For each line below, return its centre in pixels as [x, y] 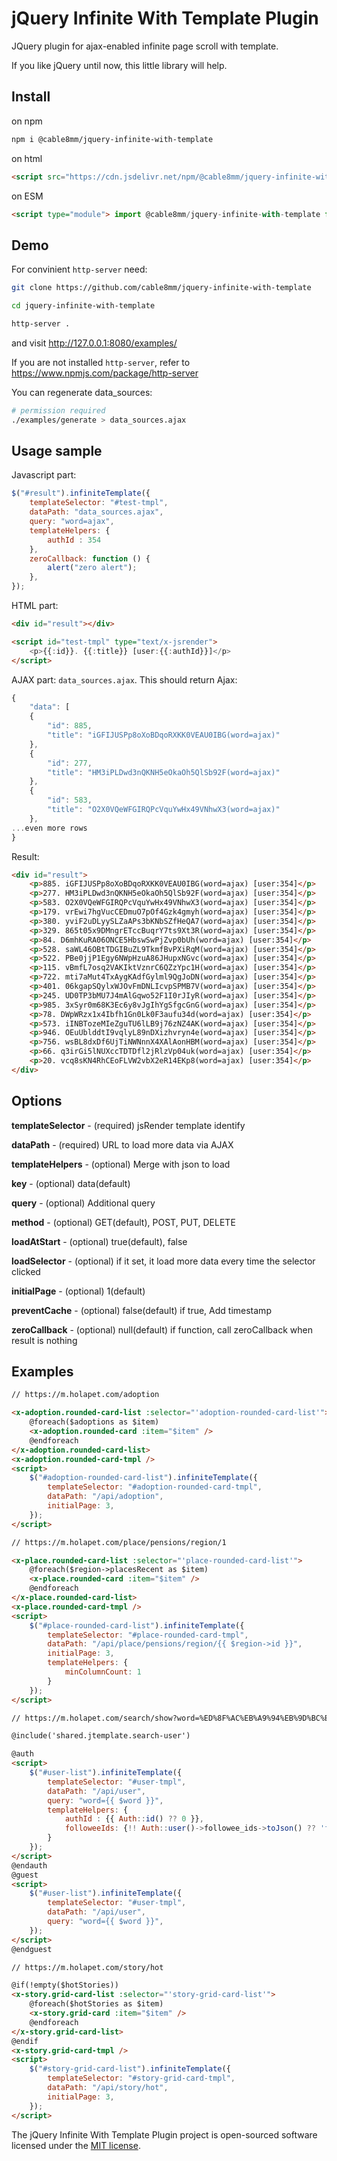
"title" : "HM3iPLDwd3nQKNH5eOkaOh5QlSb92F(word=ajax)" [164, 772]
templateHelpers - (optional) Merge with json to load [121, 1164]
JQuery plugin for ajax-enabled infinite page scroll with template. [145, 46]
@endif [25, 2041]
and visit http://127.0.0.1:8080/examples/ [94, 343]
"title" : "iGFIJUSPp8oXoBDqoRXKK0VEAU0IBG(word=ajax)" [164, 735]
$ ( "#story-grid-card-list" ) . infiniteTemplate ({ [130, 2069]
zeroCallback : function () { [90, 558]
